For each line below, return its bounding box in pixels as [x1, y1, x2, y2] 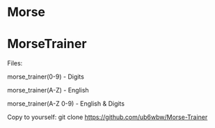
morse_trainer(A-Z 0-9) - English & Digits [7, 99, 125, 108]
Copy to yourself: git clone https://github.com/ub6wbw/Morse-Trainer [7, 113, 208, 122]
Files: [7, 59, 23, 67]
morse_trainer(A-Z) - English [7, 86, 89, 95]
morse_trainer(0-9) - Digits [7, 72, 85, 81]
